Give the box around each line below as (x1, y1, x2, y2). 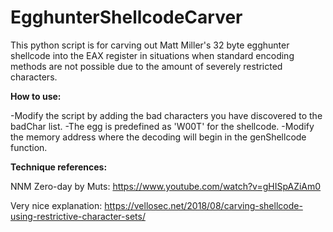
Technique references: (10, 161, 108, 173)
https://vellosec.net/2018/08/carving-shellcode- (104, 199, 303, 211)
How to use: (10, 90, 62, 102)
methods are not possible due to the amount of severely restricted (10, 60, 283, 72)
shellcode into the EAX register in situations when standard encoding (10, 49, 295, 61)
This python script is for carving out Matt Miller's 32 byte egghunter (10, 39, 290, 51)
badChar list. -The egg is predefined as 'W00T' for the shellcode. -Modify (10, 120, 315, 132)
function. (10, 141, 48, 153)
